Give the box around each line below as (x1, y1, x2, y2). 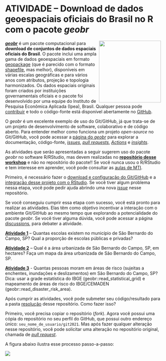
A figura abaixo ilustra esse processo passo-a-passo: (5, 341, 115, 347)
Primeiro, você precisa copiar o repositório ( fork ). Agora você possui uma (5, 310, 155, 316)
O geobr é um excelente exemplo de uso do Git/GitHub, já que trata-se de (5, 118, 156, 124)
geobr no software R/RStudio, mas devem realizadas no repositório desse (5, 154, 157, 160)
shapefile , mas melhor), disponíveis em (5, 66, 85, 72)
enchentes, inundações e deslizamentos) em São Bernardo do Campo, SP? (5, 270, 158, 276)
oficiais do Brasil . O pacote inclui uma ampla (5, 50, 97, 57)
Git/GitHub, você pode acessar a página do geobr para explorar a (5, 134, 138, 140)
